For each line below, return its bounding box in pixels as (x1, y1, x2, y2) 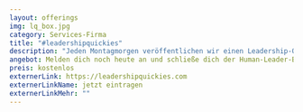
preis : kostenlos (9, 64, 75, 73)
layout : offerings (9, 13, 78, 23)
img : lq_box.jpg (9, 22, 70, 31)
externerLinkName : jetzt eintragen (9, 80, 143, 89)
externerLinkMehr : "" (9, 89, 91, 98)
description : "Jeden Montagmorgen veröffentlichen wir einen (9, 47, 244, 56)
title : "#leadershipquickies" (9, 38, 124, 48)
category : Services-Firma (9, 30, 106, 39)
